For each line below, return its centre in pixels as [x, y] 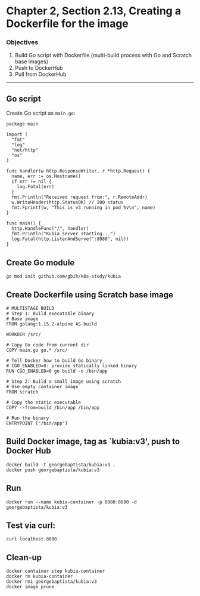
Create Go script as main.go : [41, 113]
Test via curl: [31, 525]
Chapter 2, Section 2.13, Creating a [94, 11]
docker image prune [30, 587]
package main [22, 124]
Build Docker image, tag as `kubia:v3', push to [93, 442]
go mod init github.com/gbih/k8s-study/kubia [63, 277]
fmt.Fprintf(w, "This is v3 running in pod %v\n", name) [84, 208]
